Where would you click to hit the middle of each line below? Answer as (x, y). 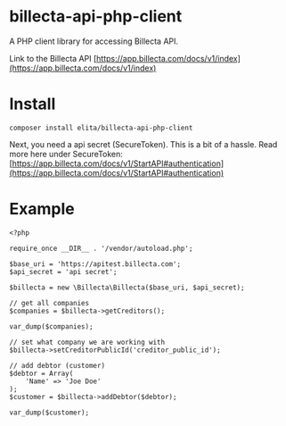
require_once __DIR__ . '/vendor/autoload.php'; (101, 248)
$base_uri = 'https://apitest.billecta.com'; (95, 264)
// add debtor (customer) (57, 365)
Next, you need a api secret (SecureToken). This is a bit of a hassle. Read (143, 144)
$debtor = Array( (41, 373)
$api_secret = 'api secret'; (63, 271)
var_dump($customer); (49, 413)
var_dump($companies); (51, 326)
